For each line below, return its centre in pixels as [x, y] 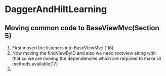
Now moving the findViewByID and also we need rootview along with [84, 53]
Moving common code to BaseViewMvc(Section [82, 28]
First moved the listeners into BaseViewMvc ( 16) [63, 48]
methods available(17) [35, 64]
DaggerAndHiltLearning [56, 9]
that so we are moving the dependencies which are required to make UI [87, 58]
